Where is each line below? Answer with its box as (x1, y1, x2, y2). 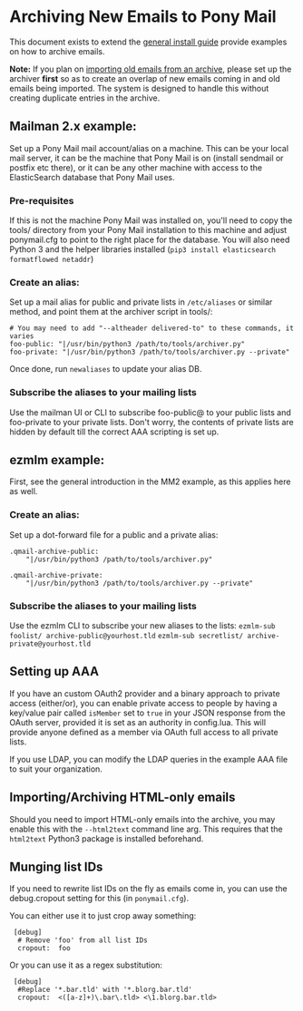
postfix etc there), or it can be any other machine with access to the (9, 161, 263, 173)
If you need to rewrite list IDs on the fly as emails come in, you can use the (9, 883, 288, 894)
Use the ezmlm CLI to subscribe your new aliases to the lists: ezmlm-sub (9, 620, 276, 631)
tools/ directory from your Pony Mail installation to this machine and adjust (9, 225, 288, 236)
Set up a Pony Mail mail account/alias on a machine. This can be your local (9, 142, 288, 153)
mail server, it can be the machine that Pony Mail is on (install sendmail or (9, 152, 284, 163)
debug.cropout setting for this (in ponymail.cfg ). (9, 893, 189, 904)
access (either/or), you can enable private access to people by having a (9, 697, 278, 708)
